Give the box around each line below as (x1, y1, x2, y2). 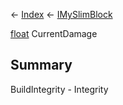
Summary (10, 57, 73, 74)
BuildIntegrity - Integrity (10, 83, 109, 95)
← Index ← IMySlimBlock (10, 9, 113, 20)
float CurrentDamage (10, 28, 98, 39)
